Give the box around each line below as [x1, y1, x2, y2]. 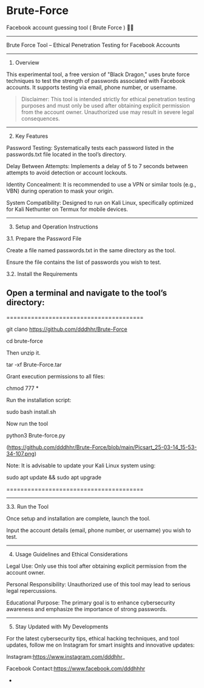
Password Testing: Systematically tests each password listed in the [6, 144, 174, 151]
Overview [15, 59, 39, 66]
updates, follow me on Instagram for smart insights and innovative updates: [6, 641, 195, 648]
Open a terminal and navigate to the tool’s [6, 288, 168, 299]
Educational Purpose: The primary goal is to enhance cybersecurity [6, 598, 175, 606]
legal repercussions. [6, 587, 57, 594]
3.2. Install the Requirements [6, 270, 78, 277]
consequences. [21, 115, 60, 122]
